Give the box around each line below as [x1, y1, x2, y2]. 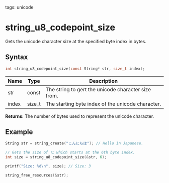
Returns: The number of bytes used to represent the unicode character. [5, 113, 154, 119]
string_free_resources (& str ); [5, 172, 69, 177]
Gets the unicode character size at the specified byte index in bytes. [5, 38, 147, 44]
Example [5, 128, 33, 136]
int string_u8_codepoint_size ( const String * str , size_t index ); [5, 66, 145, 71]
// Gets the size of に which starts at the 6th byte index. [5, 150, 135, 155]
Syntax [5, 53, 28, 62]
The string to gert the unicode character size [45, 86, 151, 93]
